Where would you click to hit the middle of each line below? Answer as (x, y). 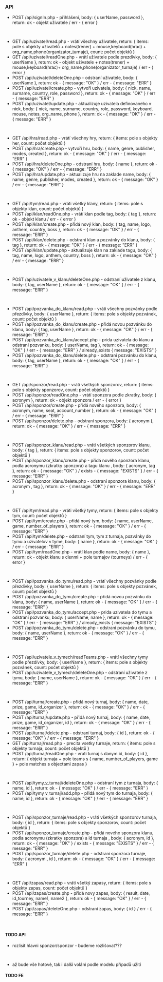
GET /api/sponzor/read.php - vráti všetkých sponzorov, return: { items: (83, 385)
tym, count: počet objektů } (39, 516)
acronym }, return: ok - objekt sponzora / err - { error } (67, 400)
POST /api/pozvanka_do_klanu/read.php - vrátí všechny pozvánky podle (85, 309)
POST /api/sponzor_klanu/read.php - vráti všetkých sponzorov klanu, (81, 445)
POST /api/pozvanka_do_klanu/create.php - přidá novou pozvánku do (82, 324)
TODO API (15, 934)
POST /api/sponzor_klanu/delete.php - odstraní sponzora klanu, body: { (84, 481)
